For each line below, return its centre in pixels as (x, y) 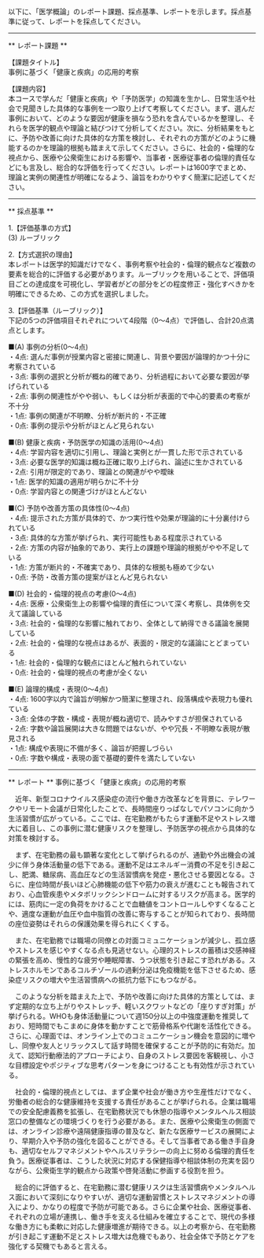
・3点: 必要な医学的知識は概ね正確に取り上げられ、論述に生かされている (126, 462)
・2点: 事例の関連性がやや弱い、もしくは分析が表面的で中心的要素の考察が (129, 396)
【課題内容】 (29, 89)
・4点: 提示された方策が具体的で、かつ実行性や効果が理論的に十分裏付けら (129, 518)
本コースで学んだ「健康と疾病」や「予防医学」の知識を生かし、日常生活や (128, 98)
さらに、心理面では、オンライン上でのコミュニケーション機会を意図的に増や (132, 1036)
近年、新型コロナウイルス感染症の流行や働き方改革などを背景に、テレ (128, 799)
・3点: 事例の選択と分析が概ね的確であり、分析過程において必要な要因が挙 (129, 376)
